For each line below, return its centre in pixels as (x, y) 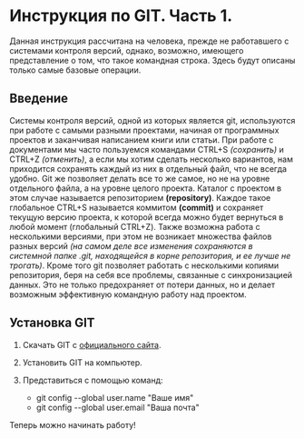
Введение (39, 99)
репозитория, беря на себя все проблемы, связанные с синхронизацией (151, 274)
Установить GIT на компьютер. (82, 362)
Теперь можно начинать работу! (73, 424)
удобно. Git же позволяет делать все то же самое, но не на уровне (140, 178)
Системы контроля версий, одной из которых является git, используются (152, 120)
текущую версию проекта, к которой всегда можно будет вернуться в (147, 217)
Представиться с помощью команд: (93, 380)
